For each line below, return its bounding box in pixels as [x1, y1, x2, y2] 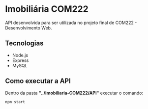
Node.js [12, 52, 29, 58]
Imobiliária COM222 [5, 3, 89, 15]
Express [12, 57, 29, 63]
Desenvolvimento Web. [5, 25, 52, 30]
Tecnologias [5, 39, 44, 48]
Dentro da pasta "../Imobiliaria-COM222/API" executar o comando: [5, 90, 144, 96]
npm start [5, 99, 26, 104]
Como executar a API [5, 77, 71, 85]
